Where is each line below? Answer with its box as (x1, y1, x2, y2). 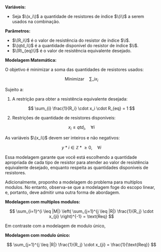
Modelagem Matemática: (5, 57, 57, 63)
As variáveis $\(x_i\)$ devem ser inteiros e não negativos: (5, 134, 120, 140)
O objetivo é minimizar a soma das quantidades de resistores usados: (5, 67, 144, 72)
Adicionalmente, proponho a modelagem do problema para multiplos (5, 179, 143, 185)
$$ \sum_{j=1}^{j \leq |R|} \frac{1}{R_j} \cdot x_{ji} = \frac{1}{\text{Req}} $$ (6, 241, 157, 247)
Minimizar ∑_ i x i (64, 76, 98, 83)
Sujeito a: (5, 86, 24, 92)
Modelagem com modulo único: (5, 232, 70, 238)
